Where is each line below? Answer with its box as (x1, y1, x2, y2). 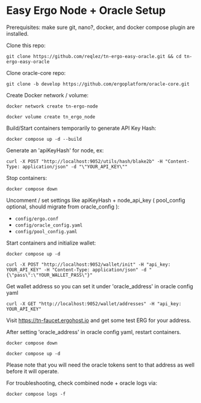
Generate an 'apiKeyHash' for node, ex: (6, 146, 104, 154)
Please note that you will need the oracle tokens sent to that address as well (6, 361, 194, 369)
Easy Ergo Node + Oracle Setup (6, 4, 166, 18)
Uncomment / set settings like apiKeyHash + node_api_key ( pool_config (6, 196, 185, 204)
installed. (6, 30, 29, 37)
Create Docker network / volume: (6, 91, 89, 98)
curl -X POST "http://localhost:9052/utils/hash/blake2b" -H (6, 158, 163, 164)
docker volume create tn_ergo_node (6, 114, 96, 120)
